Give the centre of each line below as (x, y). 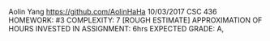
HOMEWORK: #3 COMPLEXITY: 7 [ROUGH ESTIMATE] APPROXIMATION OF (135, 20)
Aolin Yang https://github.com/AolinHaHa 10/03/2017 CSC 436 (113, 12)
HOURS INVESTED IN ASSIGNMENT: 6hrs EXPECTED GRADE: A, (116, 29)
